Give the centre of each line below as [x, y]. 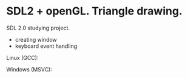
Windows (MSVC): [29, 69]
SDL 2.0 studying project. [38, 28]
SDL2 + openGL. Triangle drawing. [95, 11]
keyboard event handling [46, 46]
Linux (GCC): [22, 57]
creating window [36, 39]
